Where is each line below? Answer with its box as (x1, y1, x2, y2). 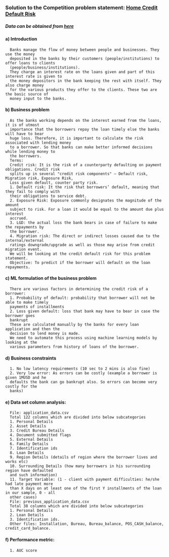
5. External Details (10, 437, 53, 442)
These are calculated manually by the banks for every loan (10, 322, 139, 327)
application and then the (5, 326, 60, 332)
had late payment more (5, 481, 53, 486)
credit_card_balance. (5, 526, 51, 531)
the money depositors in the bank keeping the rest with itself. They (10, 78, 162, 83)
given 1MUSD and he (5, 375, 47, 380)
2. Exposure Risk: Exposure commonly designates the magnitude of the (10, 198, 162, 203)
